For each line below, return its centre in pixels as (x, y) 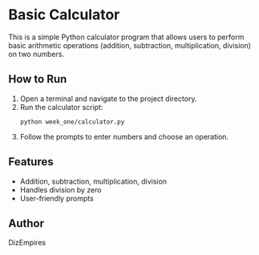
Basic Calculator (64, 15)
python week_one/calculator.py (72, 122)
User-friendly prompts (57, 198)
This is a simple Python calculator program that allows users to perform (126, 37)
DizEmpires (27, 243)
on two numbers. (36, 54)
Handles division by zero (61, 189)
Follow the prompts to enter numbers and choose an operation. (124, 136)
